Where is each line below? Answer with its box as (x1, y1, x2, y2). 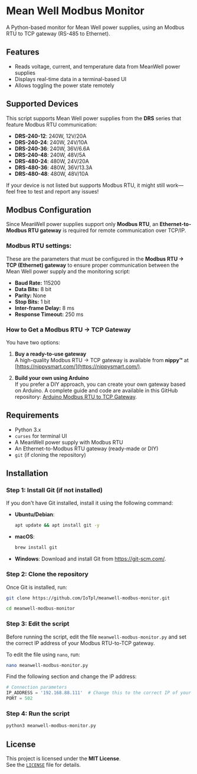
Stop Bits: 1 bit (14, 298, 51, 305)
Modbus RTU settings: (6, 241, 72, 250)
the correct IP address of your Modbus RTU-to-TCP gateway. (6, 639, 155, 646)
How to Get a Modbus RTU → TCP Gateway (6, 325, 131, 334)
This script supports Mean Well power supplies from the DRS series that (6, 114, 182, 122)
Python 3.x (14, 426, 41, 433)
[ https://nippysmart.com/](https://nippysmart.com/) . (14, 363, 142, 370)
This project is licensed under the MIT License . (6, 755, 121, 762)
